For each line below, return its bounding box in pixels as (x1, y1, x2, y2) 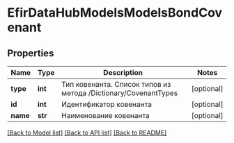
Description (103, 68, 143, 77)
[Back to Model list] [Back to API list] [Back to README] (7, 128, 167, 137)
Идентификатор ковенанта (61, 99, 152, 109)
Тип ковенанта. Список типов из (61, 80, 171, 89)
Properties (7, 47, 54, 59)
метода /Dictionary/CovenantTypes (61, 88, 178, 98)
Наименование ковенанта (61, 111, 150, 120)
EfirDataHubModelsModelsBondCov (7, 5, 223, 21)
